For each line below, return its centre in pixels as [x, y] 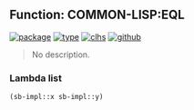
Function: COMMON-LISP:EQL [97, 15]
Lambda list [36, 78]
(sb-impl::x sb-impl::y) [56, 97]
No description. [61, 55]
